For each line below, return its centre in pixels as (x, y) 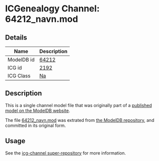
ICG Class (19, 76)
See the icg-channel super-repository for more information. (65, 153)
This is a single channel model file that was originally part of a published (79, 105)
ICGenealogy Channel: (52, 9)
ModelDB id (21, 60)
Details (16, 37)
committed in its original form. (36, 125)
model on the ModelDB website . (38, 110)
